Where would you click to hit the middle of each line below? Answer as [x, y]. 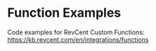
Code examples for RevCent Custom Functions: [76, 32]
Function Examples [64, 13]
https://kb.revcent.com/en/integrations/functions [78, 39]
